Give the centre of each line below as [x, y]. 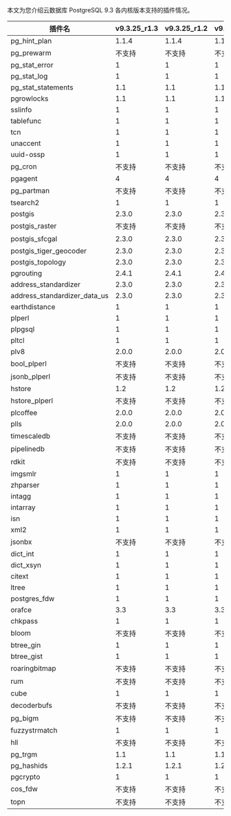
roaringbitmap [33, 668]
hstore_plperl [32, 400]
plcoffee [24, 413]
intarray [23, 507]
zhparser [25, 485]
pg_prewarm [31, 53]
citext [20, 576]
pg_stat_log [29, 76]
